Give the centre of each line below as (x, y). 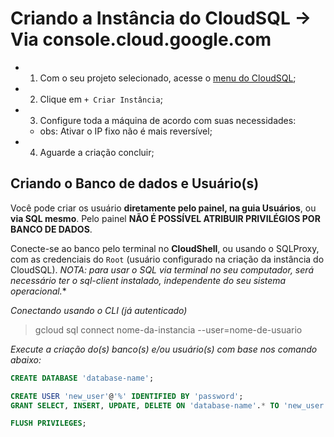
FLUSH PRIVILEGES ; (48, 423)
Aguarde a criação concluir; (97, 152)
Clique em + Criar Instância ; (101, 99)
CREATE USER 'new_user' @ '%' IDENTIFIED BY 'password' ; (127, 396)
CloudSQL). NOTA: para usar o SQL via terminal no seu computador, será (162, 269)
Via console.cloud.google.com (141, 39)
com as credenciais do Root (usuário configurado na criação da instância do (167, 259)
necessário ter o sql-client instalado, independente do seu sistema (148, 280)
